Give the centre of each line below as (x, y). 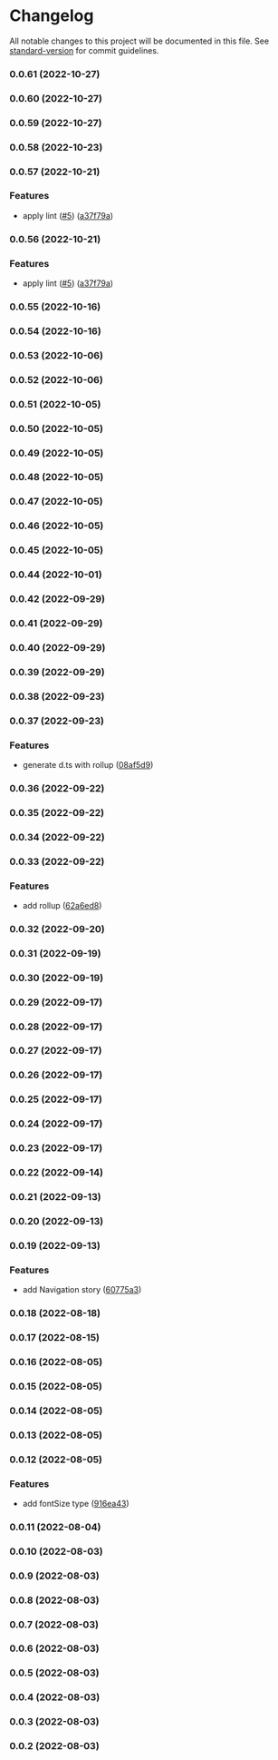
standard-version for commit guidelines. (84, 50)
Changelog (52, 16)
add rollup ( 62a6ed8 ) (62, 905)
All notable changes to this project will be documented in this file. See (139, 41)
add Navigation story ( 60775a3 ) (82, 1290)
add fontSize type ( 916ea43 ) (76, 1503)
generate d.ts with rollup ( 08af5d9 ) (88, 764)
